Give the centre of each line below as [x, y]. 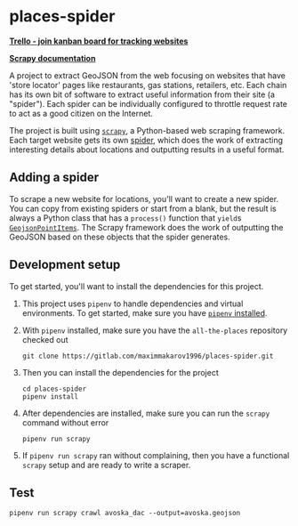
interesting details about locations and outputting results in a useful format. [147, 150]
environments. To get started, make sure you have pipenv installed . [145, 312]
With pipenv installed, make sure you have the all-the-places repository [155, 330]
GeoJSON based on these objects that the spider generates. [120, 237]
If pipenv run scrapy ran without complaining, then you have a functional [156, 455]
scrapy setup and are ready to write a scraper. [106, 465]
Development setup [65, 265]
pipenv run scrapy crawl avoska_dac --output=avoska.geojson [125, 514]
